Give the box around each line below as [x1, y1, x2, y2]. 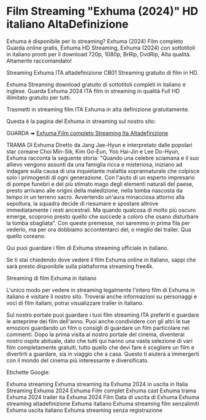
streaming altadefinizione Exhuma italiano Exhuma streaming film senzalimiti [6, 400, 199, 407]
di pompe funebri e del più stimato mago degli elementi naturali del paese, [6, 180, 194, 187]
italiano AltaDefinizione [6, 17, 129, 31]
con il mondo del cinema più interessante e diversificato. [6, 356, 149, 364]
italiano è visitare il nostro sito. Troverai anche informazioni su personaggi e [6, 293, 197, 300]
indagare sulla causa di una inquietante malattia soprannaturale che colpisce [6, 167, 200, 174]
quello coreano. [6, 232, 46, 239]
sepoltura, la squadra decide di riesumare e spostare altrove [6, 200, 159, 207]
